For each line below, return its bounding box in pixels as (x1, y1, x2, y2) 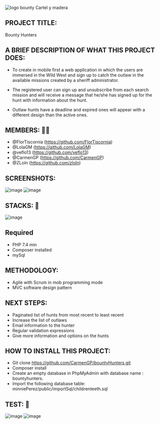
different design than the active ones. (12, 112, 88, 118)
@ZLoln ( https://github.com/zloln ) (12, 160, 81, 166)
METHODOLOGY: (5, 266, 59, 275)
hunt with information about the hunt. (12, 97, 87, 103)
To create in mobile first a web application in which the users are (12, 67, 143, 73)
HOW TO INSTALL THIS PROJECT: (5, 346, 111, 355)
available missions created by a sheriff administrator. (12, 77, 119, 83)
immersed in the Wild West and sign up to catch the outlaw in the (12, 72, 144, 78)
